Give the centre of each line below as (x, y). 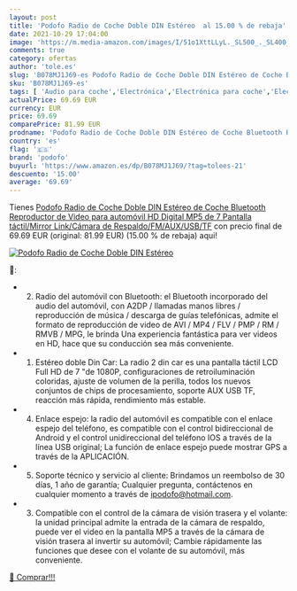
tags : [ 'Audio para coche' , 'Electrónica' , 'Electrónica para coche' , (140, 91)
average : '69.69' (41, 183)
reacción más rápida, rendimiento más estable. (120, 400)
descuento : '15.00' (45, 174)
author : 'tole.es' (43, 67)
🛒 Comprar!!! (32, 578)
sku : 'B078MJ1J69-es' (49, 83)
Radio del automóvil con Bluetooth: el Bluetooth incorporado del (151, 297)
